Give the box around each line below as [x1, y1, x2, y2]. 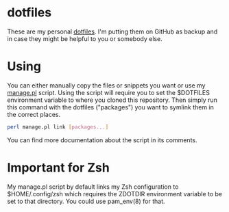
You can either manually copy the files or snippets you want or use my [7, 81, 206, 90]
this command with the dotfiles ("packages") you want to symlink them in [7, 103, 215, 111]
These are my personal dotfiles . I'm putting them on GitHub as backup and [7, 27, 218, 36]
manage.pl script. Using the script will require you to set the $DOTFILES [7, 88, 210, 96]
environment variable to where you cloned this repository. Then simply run [7, 96, 217, 104]
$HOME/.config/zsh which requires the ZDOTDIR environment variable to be [7, 189, 223, 198]
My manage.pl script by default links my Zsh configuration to [7, 183, 179, 191]
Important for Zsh [7, 159, 110, 175]
